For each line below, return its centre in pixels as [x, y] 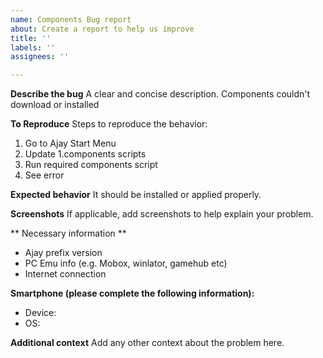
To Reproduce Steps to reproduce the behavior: [109, 124]
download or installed [55, 105]
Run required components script [91, 165]
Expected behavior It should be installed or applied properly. [136, 195]
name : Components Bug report [71, 19]
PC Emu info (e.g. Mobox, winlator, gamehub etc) [126, 263]
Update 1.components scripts [85, 154]
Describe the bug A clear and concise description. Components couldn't [160, 94]
